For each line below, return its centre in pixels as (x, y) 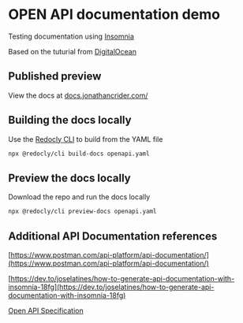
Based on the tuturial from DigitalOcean (72, 51)
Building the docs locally (70, 120)
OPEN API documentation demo (114, 15)
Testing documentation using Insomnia (71, 36)
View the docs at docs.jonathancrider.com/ (78, 95)
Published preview (55, 76)
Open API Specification (46, 310)
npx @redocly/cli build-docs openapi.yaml (79, 154)
